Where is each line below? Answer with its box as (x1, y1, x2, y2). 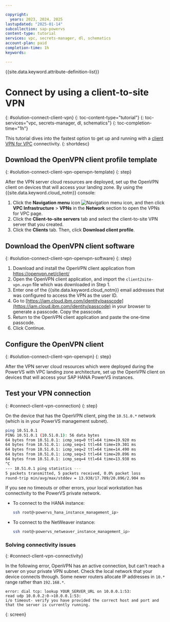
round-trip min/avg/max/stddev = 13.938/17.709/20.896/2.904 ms (5, 476, 145, 481)
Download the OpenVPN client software (5, 242, 135, 250)
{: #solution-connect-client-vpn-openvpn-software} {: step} (5, 255, 132, 262)
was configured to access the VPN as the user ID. (12, 292, 118, 298)
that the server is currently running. (5, 603, 91, 608)
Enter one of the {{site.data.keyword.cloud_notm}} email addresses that (12, 287, 164, 293)
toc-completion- (117, 120, 152, 126)
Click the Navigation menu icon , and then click (12, 200, 165, 206)
